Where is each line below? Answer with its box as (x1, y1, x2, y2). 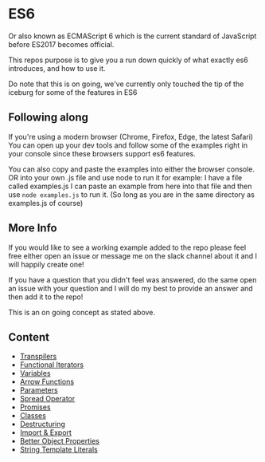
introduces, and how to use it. (8, 63, 106, 73)
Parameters (19, 385, 58, 395)
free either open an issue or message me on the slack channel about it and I (8, 251, 257, 260)
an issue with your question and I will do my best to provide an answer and (8, 283, 253, 293)
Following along (8, 111, 89, 124)
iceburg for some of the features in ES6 (8, 87, 138, 97)
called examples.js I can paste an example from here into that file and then (8, 181, 252, 191)
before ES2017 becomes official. (8, 39, 115, 49)
